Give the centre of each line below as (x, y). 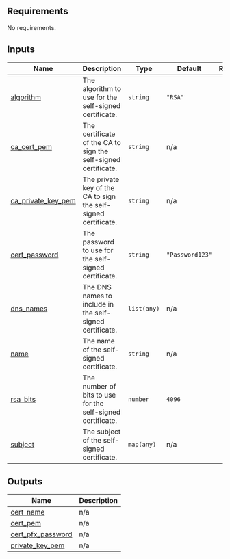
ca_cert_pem (31, 146)
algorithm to (102, 88)
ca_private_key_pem (43, 200)
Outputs (25, 482)
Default (189, 68)
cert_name (28, 512)
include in (98, 304)
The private (101, 179)
